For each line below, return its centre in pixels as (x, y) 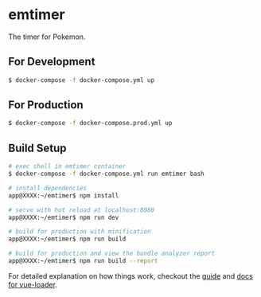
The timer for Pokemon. (47, 37)
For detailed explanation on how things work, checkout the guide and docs (130, 276)
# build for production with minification (80, 232)
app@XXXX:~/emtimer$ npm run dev (64, 217)
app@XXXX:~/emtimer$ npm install (64, 195)
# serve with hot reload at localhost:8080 (82, 210)
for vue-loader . (33, 284)
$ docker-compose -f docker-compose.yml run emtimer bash (106, 174)
